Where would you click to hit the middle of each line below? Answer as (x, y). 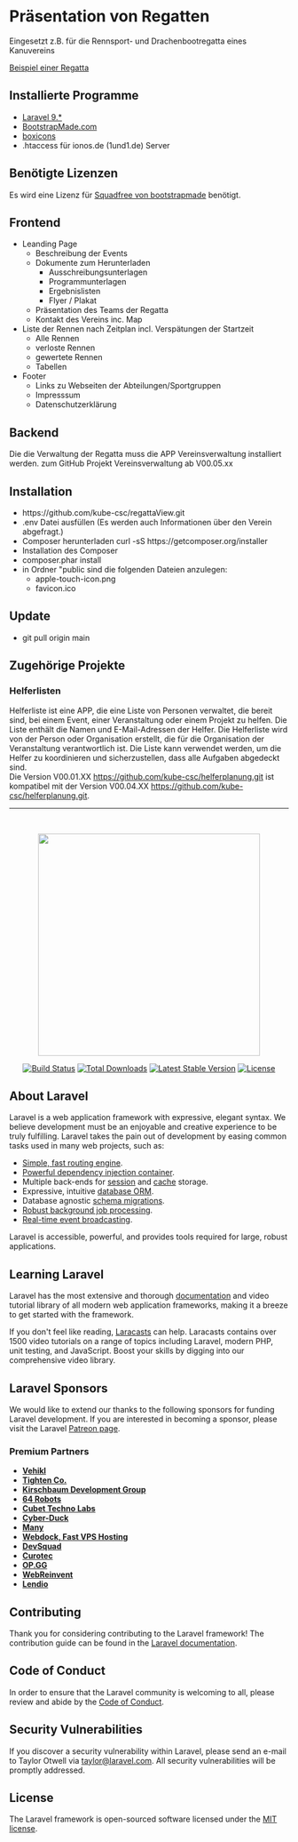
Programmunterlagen (87, 282)
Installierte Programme (74, 96)
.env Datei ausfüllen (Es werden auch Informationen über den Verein (147, 522)
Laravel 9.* (42, 116)
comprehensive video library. (63, 1360)
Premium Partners (49, 1451)
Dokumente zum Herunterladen (93, 263)
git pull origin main (56, 637)
